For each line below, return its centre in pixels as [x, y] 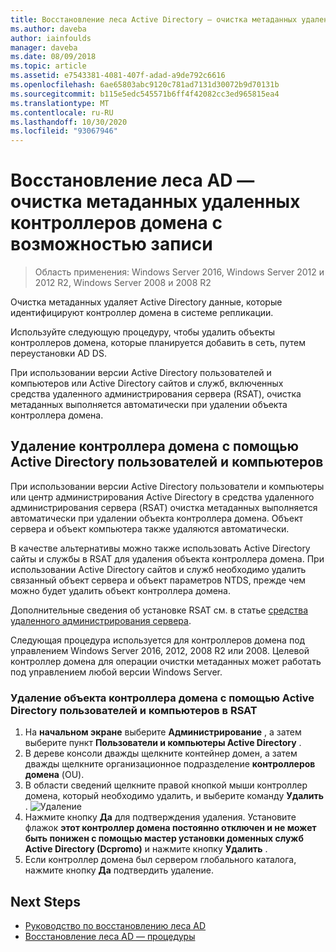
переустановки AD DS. [58, 353]
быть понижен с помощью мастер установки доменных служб [164, 838]
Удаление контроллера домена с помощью [154, 446]
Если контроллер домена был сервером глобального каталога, [160, 860]
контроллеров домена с [116, 223]
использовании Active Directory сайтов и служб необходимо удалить [158, 569]
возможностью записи [111, 244]
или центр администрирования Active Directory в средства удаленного [162, 497]
